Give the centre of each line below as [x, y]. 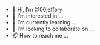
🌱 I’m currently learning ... [44, 22]
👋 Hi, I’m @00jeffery [37, 9]
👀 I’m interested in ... [38, 16]
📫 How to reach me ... [40, 36]
